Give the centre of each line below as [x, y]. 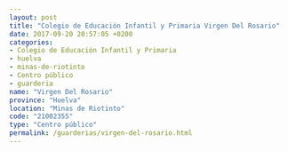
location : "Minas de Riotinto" [67, 108]
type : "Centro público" [53, 125]
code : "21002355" [41, 116]
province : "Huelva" [45, 100]
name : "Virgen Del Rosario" [61, 91]
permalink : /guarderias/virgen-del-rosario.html [101, 133]
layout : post [33, 17]
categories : [31, 42]
